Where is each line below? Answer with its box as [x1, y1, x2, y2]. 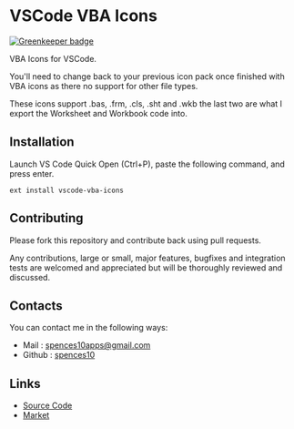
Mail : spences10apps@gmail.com [22, 340, 151, 351]
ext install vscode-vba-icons [9, 186, 125, 195]
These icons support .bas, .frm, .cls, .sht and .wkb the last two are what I [9, 97, 283, 109]
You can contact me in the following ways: [9, 322, 168, 333]
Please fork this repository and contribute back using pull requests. [9, 234, 262, 246]
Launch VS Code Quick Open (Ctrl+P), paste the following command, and [9, 158, 285, 169]
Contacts [9, 298, 64, 313]
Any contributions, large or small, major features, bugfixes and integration [9, 252, 286, 263]
